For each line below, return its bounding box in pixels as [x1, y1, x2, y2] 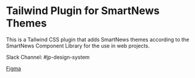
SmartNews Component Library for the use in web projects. [6, 42, 150, 49]
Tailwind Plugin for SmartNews [6, 4, 160, 18]
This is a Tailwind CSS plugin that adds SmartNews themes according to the [6, 36, 189, 43]
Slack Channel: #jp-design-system [6, 53, 90, 60]
